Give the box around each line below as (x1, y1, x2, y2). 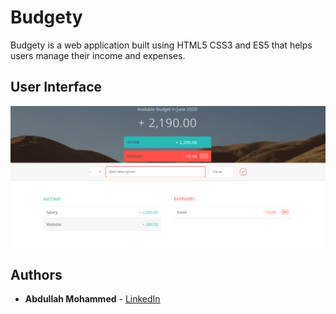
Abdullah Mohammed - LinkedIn (24, 293, 161, 305)
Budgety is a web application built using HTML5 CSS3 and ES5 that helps (10, 39, 313, 51)
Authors (10, 267, 63, 284)
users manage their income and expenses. (10, 49, 186, 61)
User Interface (10, 79, 103, 96)
